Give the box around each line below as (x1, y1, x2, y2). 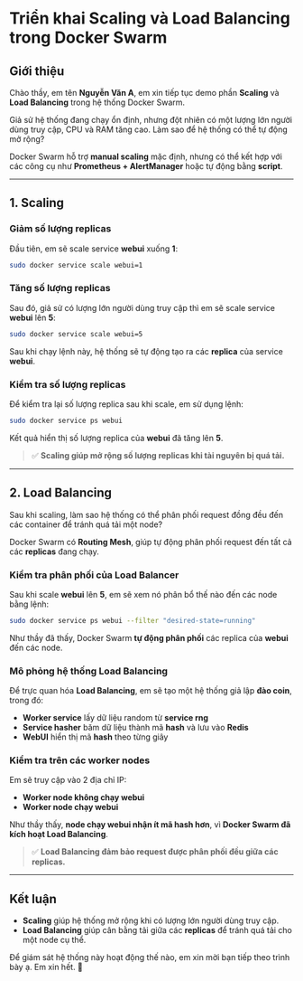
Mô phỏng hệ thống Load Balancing (9, 665, 169, 677)
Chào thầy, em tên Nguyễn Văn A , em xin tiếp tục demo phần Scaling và (9, 88, 280, 98)
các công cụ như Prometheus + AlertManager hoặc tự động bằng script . (9, 161, 283, 171)
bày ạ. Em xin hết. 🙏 (9, 962, 84, 973)
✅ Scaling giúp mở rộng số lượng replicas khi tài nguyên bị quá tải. (31, 449, 285, 460)
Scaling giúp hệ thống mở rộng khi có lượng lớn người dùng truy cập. (22, 915, 280, 926)
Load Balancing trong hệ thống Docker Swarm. (9, 97, 186, 108)
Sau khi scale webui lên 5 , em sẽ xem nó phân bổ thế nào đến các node (9, 590, 278, 600)
